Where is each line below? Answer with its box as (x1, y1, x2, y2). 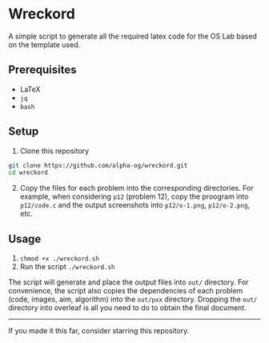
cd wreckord (8, 169, 48, 177)
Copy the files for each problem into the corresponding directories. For (19, 184, 254, 193)
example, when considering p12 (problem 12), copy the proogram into (19, 192, 249, 201)
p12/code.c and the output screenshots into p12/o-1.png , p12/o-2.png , (19, 200, 251, 210)
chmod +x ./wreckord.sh (19, 255, 100, 263)
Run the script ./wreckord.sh (19, 262, 115, 272)
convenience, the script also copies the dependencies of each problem (8, 286, 243, 296)
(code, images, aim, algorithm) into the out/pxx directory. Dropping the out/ (8, 294, 258, 305)
